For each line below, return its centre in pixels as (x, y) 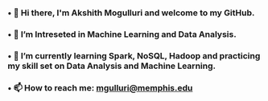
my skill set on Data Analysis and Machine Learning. (112, 66)
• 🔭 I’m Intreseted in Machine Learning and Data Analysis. (122, 34)
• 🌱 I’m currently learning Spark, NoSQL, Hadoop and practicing (134, 55)
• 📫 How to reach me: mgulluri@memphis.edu (100, 87)
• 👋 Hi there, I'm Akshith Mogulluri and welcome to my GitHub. (131, 13)
